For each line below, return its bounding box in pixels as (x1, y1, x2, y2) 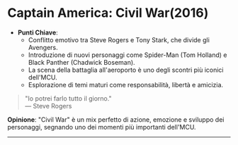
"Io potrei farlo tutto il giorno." (24, 94, 112, 103)
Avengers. (28, 43, 58, 51)
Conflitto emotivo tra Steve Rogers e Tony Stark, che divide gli (28, 35, 210, 44)
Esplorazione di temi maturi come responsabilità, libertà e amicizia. (28, 80, 224, 89)
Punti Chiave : (17, 28, 58, 37)
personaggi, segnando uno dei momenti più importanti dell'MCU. (7, 122, 196, 131)
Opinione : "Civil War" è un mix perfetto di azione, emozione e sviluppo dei (7, 115, 225, 124)
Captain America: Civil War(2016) (7, 5, 209, 21)
